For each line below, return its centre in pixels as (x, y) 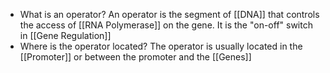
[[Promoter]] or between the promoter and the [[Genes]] (135, 57)
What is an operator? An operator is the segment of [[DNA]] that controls (169, 14)
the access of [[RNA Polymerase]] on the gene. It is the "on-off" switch (166, 25)
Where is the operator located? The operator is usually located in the (161, 46)
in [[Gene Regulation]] (65, 35)
